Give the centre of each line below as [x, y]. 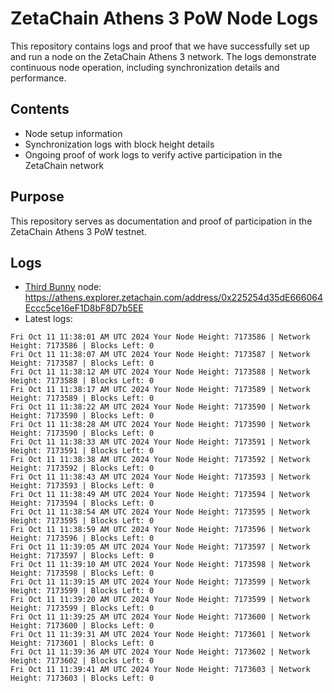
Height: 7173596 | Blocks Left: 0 [82, 538]
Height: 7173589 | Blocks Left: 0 [82, 398]
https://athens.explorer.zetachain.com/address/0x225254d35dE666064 [173, 298]
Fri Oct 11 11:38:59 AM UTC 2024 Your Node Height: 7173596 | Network [160, 530]
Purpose [37, 197]
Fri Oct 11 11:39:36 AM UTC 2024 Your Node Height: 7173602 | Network [160, 652]
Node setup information [73, 133]
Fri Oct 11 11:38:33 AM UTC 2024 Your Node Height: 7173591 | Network [160, 442]
